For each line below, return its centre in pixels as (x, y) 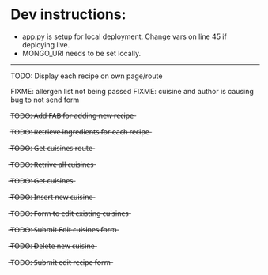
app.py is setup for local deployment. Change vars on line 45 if (125, 36)
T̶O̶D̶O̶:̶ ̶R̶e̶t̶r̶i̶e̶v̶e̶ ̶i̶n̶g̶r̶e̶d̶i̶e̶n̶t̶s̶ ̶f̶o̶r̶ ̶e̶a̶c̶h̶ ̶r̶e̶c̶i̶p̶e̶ (80, 131)
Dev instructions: (68, 15)
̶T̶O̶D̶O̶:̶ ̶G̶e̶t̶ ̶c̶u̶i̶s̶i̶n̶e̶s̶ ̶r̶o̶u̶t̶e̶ (52, 148)
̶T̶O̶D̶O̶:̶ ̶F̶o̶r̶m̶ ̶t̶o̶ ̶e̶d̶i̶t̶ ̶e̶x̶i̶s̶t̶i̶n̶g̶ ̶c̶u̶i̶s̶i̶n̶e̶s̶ (70, 213)
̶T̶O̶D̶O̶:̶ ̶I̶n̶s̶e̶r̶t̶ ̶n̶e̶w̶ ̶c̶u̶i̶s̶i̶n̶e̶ (52, 197)
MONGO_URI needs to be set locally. (81, 53)
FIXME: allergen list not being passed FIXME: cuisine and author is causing (132, 91)
